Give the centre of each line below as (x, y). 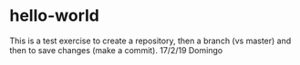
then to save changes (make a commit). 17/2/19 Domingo (116, 50)
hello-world (55, 16)
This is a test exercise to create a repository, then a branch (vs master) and (150, 41)
